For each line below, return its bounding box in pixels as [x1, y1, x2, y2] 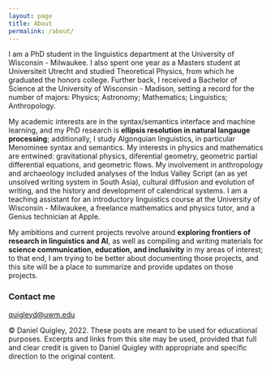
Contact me [8, 291, 56, 302]
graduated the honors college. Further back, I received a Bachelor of [8, 75, 238, 85]
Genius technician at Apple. [8, 212, 101, 222]
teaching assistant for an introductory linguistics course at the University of [8, 194, 260, 204]
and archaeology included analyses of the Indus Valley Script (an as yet [8, 168, 247, 179]
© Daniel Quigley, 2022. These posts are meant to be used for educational [8, 325, 258, 335]
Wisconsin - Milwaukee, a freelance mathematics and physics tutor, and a [8, 203, 256, 213]
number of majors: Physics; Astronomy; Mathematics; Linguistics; [8, 93, 228, 102]
